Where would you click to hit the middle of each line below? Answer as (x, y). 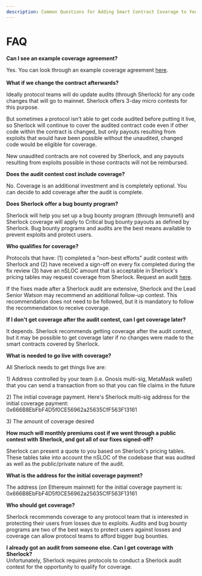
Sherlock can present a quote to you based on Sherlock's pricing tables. (96, 451)
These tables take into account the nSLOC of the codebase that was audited (101, 457)
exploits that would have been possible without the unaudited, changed (95, 138)
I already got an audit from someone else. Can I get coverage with (90, 547)
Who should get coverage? (41, 505)
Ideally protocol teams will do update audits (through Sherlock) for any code (101, 94)
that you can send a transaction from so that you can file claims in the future (101, 385)
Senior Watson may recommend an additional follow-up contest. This (92, 295)
